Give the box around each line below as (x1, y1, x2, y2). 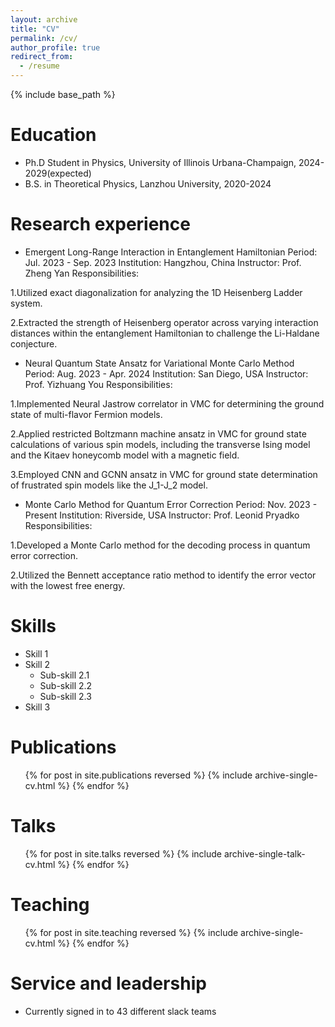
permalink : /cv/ (10, 33, 78, 43)
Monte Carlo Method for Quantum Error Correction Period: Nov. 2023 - (24, 498, 318, 510)
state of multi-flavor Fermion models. (10, 408, 163, 420)
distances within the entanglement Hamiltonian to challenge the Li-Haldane (10, 327, 320, 339)
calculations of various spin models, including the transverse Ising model (10, 438, 311, 450)
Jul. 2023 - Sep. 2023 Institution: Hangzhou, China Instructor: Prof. (24, 256, 302, 268)
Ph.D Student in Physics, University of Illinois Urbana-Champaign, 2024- (24, 156, 325, 168)
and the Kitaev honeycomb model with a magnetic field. (10, 449, 240, 461)
